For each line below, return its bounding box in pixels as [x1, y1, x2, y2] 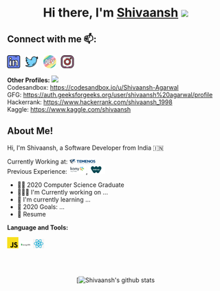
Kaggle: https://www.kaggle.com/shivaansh [7, 106, 131, 113]
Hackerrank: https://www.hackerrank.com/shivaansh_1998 [7, 98, 173, 106]
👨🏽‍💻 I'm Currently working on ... [16, 188, 109, 196]
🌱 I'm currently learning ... [16, 195, 91, 203]
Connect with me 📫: [7, 33, 97, 45]
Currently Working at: [7, 157, 68, 165]
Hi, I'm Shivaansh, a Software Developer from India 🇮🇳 [7, 143, 164, 152]
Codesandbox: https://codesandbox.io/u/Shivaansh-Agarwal [7, 83, 179, 91]
